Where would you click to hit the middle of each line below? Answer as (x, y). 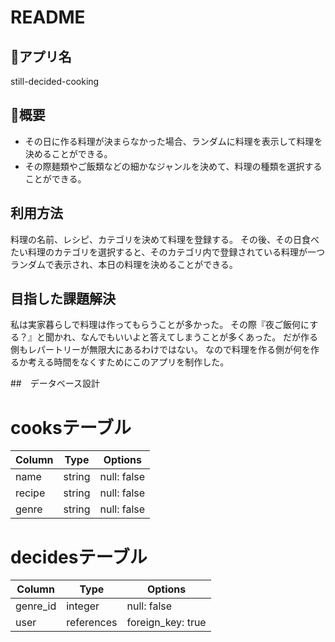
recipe (30, 493)
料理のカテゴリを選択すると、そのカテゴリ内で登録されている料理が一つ (176, 252)
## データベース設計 (55, 383)
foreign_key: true (166, 623)
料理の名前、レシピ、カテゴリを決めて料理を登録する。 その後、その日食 (160, 239)
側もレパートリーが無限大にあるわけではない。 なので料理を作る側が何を (160, 350)
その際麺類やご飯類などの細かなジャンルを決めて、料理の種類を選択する (173, 166)
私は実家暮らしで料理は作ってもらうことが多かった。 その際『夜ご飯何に (160, 325)
